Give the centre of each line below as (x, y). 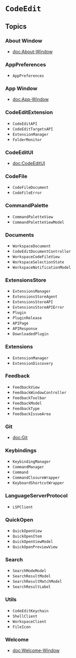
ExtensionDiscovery (33, 363)
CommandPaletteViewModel (38, 222)
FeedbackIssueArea (31, 414)
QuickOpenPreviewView (35, 547)
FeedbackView (26, 387)
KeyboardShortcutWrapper (38, 483)
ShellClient (25, 616)
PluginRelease (27, 318)
